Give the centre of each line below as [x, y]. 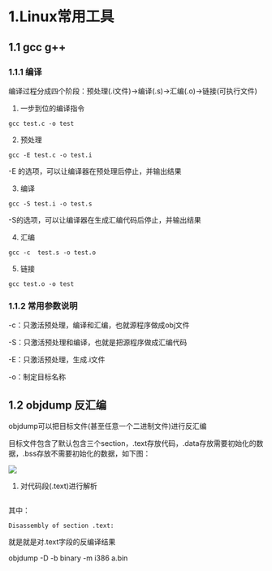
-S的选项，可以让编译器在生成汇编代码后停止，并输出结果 [105, 219]
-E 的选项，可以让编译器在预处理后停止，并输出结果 [95, 171]
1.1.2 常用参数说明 [43, 305]
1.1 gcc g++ [37, 47]
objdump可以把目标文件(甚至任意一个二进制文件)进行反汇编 [108, 426]
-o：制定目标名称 [37, 377]
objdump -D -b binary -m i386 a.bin [68, 558]
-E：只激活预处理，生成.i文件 [57, 360]
